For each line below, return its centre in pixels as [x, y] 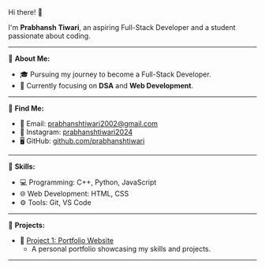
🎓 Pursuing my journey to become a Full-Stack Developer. [115, 74]
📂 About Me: [29, 58]
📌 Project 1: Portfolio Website [67, 240]
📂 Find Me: [26, 108]
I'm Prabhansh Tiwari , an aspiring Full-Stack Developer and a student [122, 27]
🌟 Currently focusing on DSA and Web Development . [106, 86]
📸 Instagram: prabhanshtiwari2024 [76, 132]
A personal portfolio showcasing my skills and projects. [121, 249]
